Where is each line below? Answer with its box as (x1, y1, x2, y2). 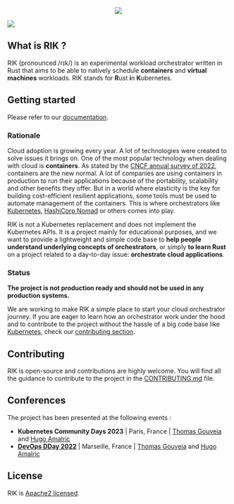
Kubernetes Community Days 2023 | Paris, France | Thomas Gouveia (17, 427, 222, 436)
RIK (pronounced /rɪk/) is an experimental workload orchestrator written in (7, 59, 223, 67)
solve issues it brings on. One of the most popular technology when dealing (7, 154, 227, 162)
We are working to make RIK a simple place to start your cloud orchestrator (7, 305, 226, 313)
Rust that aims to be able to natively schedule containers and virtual (7, 66, 207, 74)
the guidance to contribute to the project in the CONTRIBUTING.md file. (7, 374, 215, 383)
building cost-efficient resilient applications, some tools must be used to (7, 191, 217, 200)
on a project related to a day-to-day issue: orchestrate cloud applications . (7, 250, 225, 258)
